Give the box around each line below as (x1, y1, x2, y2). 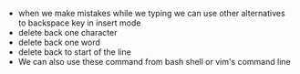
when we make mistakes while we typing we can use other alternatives (17, 8, 285, 18)
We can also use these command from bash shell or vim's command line (17, 57, 291, 67)
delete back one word (17, 37, 100, 48)
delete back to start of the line (17, 47, 132, 58)
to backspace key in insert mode (17, 17, 141, 28)
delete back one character (17, 27, 118, 37)
